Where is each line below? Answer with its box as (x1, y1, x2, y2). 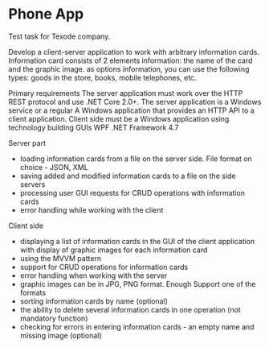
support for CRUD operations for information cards (19, 262, 189, 271)
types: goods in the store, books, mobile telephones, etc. (8, 72, 197, 82)
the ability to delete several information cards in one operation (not (19, 304, 241, 314)
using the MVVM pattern (19, 253, 102, 263)
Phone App (8, 5, 84, 23)
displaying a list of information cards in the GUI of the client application (19, 236, 255, 246)
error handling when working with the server (19, 271, 168, 280)
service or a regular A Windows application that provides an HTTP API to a (8, 106, 255, 115)
